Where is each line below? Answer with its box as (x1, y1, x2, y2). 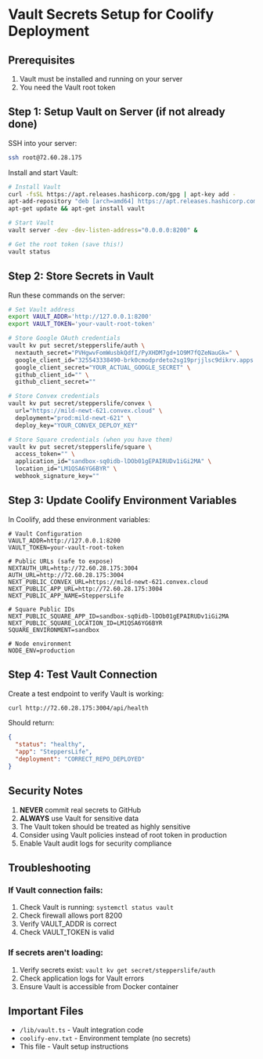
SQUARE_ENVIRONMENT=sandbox (8, 626, 100, 634)
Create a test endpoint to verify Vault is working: (8, 688, 164, 698)
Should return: (8, 718, 55, 728)
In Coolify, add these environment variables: (8, 514, 150, 524)
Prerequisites (8, 53, 75, 67)
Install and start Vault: (8, 167, 78, 177)
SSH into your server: (8, 138, 77, 148)
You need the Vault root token (19, 82, 116, 92)
